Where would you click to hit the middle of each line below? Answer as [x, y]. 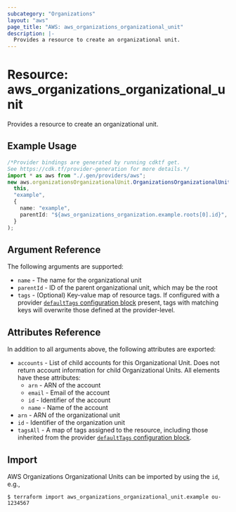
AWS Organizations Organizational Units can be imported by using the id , [113, 476]
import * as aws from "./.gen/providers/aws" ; [77, 175]
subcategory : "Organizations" [52, 14]
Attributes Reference [54, 332]
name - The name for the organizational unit [79, 280]
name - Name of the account [68, 408]
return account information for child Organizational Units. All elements [118, 371]
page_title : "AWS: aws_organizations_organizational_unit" [96, 27]
